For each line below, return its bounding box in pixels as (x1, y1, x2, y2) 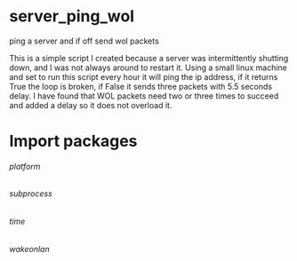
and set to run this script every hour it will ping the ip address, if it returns (9, 71, 278, 82)
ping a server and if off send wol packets (9, 36, 160, 46)
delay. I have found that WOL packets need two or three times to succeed (9, 91, 279, 101)
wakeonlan (9, 243, 51, 254)
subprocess (9, 188, 53, 199)
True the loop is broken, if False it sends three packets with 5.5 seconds (9, 81, 273, 91)
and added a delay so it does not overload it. (9, 99, 173, 110)
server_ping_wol (9, 6, 135, 27)
